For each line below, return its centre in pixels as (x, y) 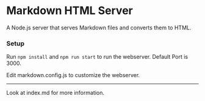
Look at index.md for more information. (56, 93)
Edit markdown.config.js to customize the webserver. (73, 75)
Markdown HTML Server (70, 11)
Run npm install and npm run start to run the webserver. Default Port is (97, 57)
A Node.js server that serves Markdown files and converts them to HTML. (99, 28)
